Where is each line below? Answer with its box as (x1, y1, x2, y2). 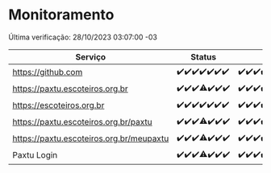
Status (190, 51, 216, 62)
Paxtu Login (12, 150, 58, 161)
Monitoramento (8, 6, 115, 24)
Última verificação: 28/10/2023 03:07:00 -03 (8, 32, 157, 42)
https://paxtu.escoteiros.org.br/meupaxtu (12, 133, 169, 144)
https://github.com (12, 67, 83, 78)
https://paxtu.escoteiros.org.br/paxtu (12, 117, 153, 128)
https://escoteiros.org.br (12, 100, 105, 111)
